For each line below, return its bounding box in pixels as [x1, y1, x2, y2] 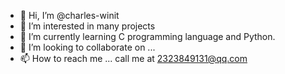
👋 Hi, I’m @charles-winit [19, 10, 120, 21]
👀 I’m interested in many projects [19, 20, 156, 32]
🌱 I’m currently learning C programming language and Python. [19, 31, 276, 42]
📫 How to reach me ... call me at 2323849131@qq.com [19, 53, 248, 64]
